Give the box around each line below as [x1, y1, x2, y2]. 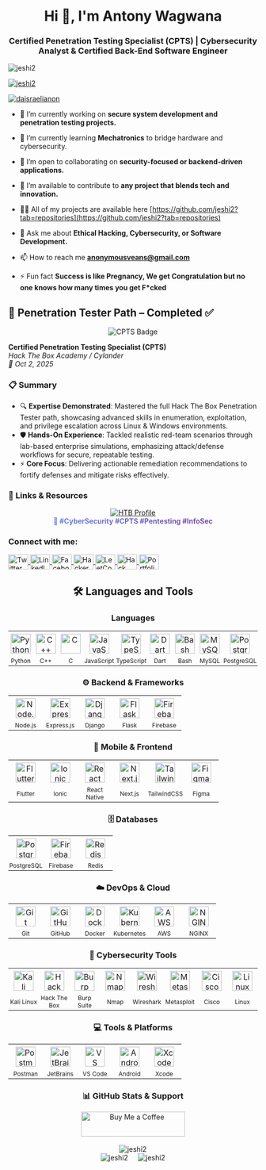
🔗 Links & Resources [8, 489, 89, 501]
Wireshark [132, 997, 161, 1006]
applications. [19, 166, 65, 175]
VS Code [82, 1069, 108, 1078]
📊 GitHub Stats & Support [82, 1090, 184, 1101]
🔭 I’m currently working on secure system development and [19, 109, 218, 119]
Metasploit [165, 997, 196, 1006]
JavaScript [84, 656, 115, 665]
